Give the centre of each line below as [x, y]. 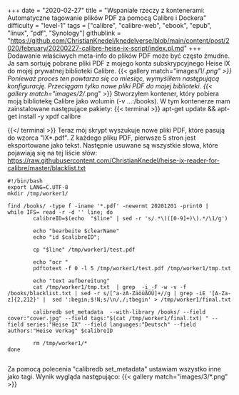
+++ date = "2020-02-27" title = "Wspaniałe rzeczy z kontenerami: [106, 10]
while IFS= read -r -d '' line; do [60, 212]
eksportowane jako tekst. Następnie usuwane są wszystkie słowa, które [113, 145]
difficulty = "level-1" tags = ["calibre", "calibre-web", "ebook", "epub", [110, 25]
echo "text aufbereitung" [72, 281]
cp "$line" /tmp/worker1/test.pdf [84, 250]
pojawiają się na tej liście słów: [52, 153]
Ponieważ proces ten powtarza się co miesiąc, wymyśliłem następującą [113, 78]
